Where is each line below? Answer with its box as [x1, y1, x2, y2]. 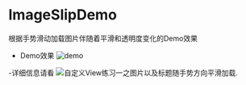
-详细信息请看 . [8, 67, 238, 78]
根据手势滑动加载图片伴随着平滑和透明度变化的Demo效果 [8, 33, 198, 43]
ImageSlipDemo [8, 6, 117, 24]
